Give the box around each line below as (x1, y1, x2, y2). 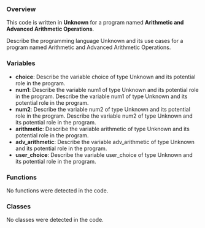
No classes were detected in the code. (6, 216, 104, 224)
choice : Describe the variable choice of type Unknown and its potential (15, 73, 196, 80)
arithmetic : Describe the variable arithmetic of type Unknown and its (15, 125, 190, 132)
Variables (6, 59, 36, 67)
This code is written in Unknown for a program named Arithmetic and (6, 19, 184, 26)
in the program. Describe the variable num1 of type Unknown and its (15, 93, 188, 100)
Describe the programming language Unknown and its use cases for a (6, 37, 184, 45)
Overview (6, 5, 36, 13)
